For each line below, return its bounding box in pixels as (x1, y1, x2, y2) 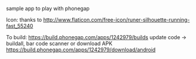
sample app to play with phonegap (6, 5, 90, 12)
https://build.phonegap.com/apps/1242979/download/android (6, 46, 156, 53)
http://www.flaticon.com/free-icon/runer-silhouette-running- (43, 16, 190, 23)
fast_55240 (6, 23, 33, 29)
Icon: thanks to (6, 16, 42, 23)
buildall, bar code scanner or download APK (6, 40, 113, 47)
